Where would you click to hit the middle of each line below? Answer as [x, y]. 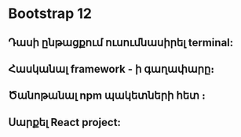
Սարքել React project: [65, 122]
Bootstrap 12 [50, 14]
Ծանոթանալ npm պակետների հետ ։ [107, 96]
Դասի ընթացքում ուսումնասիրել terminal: [121, 43]
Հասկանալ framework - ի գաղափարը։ [111, 68]
